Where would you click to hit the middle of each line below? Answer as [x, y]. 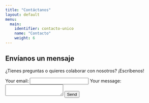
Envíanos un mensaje [40, 59]
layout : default [22, 15]
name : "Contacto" [33, 33]
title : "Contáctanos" [28, 10]
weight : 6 [25, 38]
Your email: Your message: [63, 81]
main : [16, 24]
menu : [11, 19]
